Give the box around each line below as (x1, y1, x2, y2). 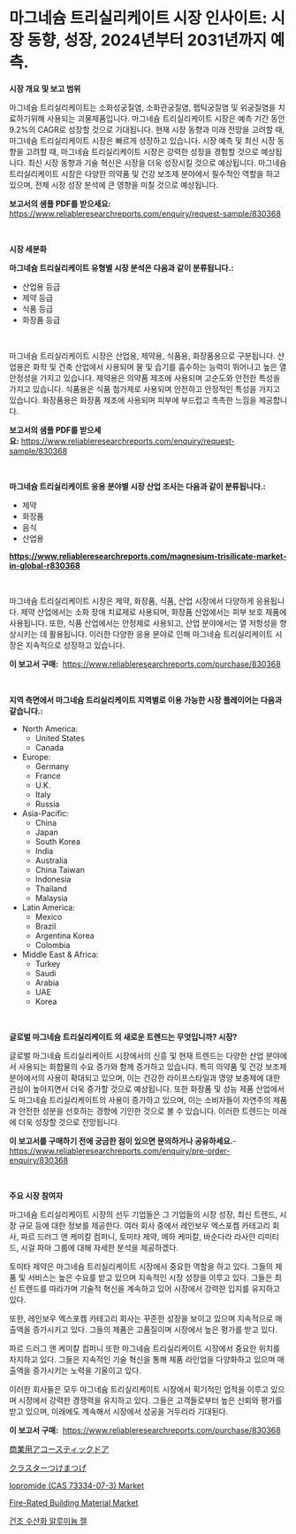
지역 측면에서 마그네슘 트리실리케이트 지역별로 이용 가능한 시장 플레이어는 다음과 (9, 694, 283, 705)
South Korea (34, 836, 81, 846)
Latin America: (21, 902, 75, 913)
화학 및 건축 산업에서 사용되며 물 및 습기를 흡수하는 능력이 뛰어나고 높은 (32, 361, 278, 372)
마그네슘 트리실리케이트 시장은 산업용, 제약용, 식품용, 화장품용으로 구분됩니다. (9, 351, 276, 361)
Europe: (21, 752, 51, 762)
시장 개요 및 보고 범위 (9, 83, 81, 94)
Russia (34, 798, 60, 809)
